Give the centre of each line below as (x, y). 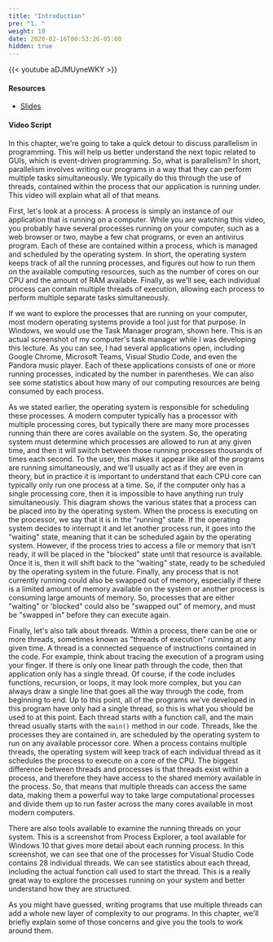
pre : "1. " (27, 24)
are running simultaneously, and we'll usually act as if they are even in (126, 467)
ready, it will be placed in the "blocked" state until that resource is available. (136, 554)
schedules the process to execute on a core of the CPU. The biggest (123, 760)
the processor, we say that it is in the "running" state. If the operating (124, 519)
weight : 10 (27, 31)
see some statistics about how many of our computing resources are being (134, 382)
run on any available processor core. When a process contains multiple (128, 743)
